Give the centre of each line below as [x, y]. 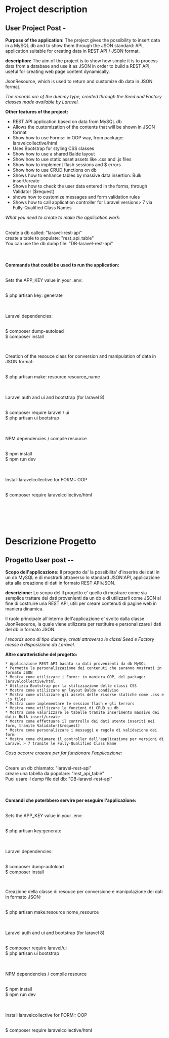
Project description [46, 9]
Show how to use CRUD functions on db [55, 170]
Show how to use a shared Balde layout [54, 154]
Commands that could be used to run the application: [62, 265]
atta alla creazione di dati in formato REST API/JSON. [60, 583]
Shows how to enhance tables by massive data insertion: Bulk [77, 175]
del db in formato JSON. [30, 629]
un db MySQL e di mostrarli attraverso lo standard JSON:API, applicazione [83, 578]
